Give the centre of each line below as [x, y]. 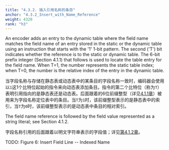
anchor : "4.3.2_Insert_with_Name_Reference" [53, 15]
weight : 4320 [19, 19]
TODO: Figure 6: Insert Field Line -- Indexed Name [58, 142]
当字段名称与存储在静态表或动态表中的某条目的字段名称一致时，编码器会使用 [85, 81]
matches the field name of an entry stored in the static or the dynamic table [84, 44]
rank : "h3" [17, 24]
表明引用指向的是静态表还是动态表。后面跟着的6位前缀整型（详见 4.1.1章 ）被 [84, 93]
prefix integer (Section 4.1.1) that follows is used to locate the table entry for [84, 60]
